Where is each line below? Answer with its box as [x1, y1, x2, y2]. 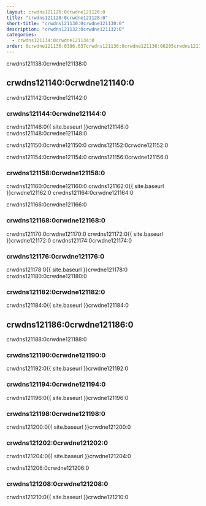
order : [6, 43, 23, 50]
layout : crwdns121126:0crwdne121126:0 [6, 9, 105, 15]
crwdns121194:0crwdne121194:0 [6, 380, 106, 389]
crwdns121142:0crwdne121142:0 [6, 94, 88, 101]
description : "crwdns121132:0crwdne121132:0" [6, 26, 124, 32]
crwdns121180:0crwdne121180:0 [6, 272, 87, 279]
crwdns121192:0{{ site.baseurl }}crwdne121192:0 [6, 365, 129, 372]
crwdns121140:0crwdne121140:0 [6, 78, 135, 88]
